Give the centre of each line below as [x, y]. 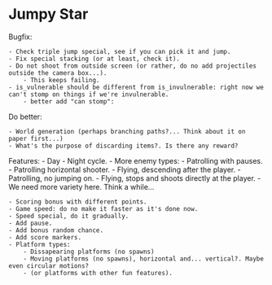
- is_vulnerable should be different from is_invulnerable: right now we [136, 87]
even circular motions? [49, 265]
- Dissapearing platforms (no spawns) [89, 252]
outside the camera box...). [58, 73]
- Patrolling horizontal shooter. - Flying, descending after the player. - [125, 169]
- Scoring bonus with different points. [78, 202]
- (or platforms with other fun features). [98, 273]
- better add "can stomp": [69, 101]
